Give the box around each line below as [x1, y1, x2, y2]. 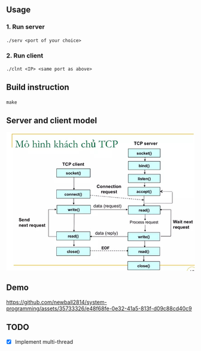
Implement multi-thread [14, 338, 74, 345]
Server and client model [6, 116, 98, 126]
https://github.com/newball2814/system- [6, 298, 107, 305]
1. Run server [6, 23, 45, 31]
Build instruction [6, 82, 70, 92]
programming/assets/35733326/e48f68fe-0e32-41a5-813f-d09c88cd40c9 [6, 305, 193, 312]
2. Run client [6, 51, 44, 59]
